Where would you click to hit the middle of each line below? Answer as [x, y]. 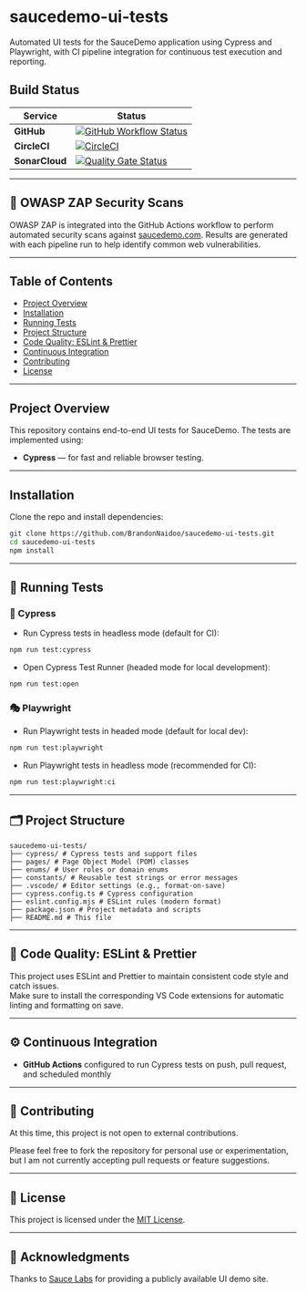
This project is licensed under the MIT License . [97, 1220]
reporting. [28, 61]
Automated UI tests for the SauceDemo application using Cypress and [141, 42]
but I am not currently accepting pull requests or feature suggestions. [140, 1161]
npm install [32, 550]
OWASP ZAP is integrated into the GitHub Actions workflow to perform [142, 224]
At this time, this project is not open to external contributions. [124, 1133]
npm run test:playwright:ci [63, 782]
